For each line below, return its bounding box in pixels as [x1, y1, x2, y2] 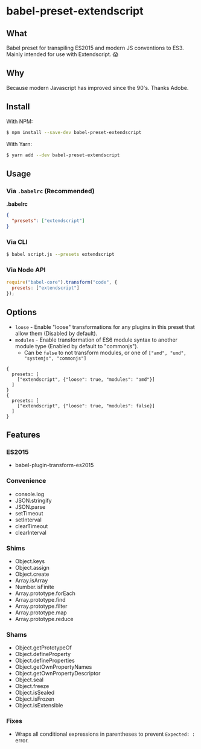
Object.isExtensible [14, 702, 63, 709]
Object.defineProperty [14, 651, 71, 658]
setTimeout [14, 509, 43, 517]
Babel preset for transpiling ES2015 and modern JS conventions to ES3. [6, 44, 184, 51]
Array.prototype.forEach [14, 590, 75, 597]
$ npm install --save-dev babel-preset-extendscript [6, 129, 142, 135]
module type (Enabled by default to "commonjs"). [14, 342, 139, 349]
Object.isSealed [14, 689, 55, 696]
